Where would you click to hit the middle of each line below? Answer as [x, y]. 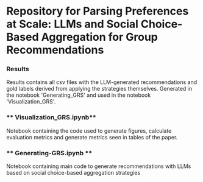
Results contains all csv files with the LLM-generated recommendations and [101, 82]
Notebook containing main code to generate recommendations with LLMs [99, 166]
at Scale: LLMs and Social [73, 24]
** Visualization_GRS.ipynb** [51, 117]
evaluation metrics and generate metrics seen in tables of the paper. [92, 137]
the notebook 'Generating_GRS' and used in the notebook [79, 95]
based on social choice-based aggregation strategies [73, 173]
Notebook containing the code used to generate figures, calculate [89, 131]
